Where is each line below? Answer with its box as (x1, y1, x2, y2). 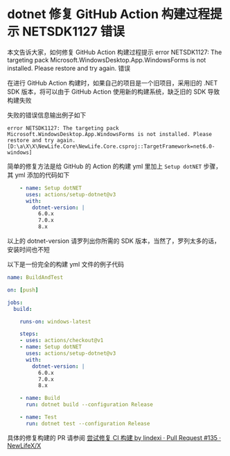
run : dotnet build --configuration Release (25, 401, 154, 408)
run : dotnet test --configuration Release (25, 420, 150, 427)
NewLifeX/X (7, 441, 42, 450)
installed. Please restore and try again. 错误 (7, 64, 131, 72)
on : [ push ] (7, 286, 39, 294)
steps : (19, 330, 39, 337)
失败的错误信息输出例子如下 (7, 110, 87, 119)
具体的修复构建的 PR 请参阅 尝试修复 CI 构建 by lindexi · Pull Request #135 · (7, 433, 222, 441)
